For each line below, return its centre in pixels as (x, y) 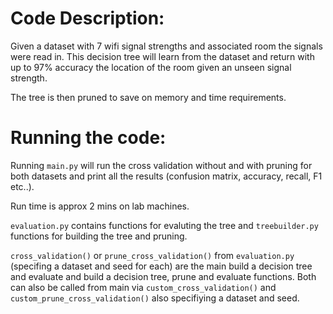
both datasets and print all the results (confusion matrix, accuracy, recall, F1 (166, 176)
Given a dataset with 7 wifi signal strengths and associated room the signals (166, 46)
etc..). (22, 186)
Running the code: (88, 138)
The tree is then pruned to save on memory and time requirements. (148, 97)
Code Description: (87, 18)
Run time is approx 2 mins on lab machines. (100, 206)
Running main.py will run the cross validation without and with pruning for (161, 165)
